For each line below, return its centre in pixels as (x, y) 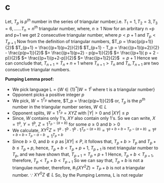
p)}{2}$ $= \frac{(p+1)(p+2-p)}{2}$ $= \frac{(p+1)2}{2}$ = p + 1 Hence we (81, 58)
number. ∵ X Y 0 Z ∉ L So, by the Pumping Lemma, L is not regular (78, 174)
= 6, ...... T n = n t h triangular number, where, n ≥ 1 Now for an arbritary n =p (80, 29)
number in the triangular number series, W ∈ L (59, 107)
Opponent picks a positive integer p (48, 94)
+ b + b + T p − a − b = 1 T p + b (38, 136)
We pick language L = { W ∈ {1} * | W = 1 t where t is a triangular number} (83, 89)
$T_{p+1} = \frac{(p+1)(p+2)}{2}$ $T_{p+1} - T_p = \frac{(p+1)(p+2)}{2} (87, 47)
